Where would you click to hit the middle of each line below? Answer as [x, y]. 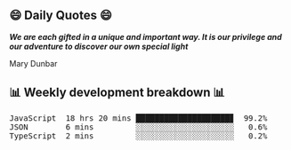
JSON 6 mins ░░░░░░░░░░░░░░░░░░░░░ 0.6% [138, 127]
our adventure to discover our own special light [99, 46]
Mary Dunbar [33, 63]
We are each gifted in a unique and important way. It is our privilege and [145, 36]
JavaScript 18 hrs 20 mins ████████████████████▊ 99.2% [138, 118]
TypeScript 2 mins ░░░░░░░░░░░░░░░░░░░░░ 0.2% [138, 136]
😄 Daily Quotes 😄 [61, 16]
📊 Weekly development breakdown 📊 [117, 93]
